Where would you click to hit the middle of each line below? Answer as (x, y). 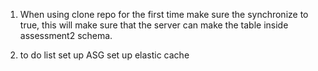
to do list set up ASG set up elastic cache (104, 55)
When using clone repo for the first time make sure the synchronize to (164, 14)
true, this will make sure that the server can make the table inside (154, 25)
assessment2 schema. (66, 35)
